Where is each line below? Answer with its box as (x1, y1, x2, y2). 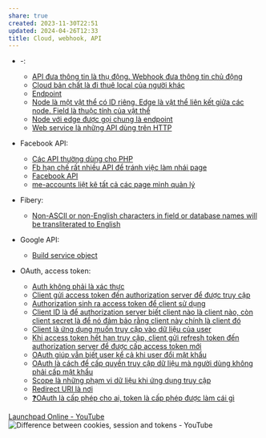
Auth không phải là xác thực (31, 282, 125, 292)
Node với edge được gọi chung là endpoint (31, 114, 174, 125)
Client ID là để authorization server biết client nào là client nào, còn (31, 307, 254, 317)
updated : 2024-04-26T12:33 (8, 27, 99, 35)
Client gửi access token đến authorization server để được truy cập (31, 290, 251, 300)
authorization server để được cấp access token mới (31, 342, 202, 351)
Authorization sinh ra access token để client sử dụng (31, 299, 206, 309)
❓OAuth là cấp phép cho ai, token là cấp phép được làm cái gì (31, 393, 235, 403)
